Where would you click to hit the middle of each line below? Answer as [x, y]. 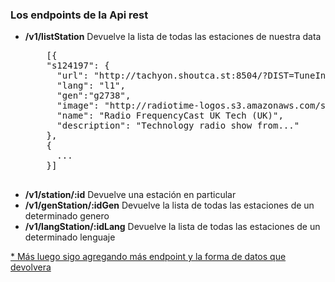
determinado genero [67, 216]
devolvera [31, 267]
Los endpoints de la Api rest [79, 15]
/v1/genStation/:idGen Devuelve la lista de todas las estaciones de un [169, 205]
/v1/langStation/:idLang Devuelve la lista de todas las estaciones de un [172, 227]
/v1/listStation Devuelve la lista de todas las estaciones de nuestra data [173, 37]
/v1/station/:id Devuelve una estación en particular [130, 195]
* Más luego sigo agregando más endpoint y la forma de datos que [148, 257]
